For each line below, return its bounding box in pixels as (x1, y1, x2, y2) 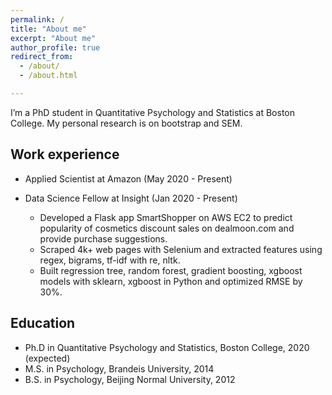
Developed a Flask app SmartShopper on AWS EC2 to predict (39, 211, 293, 223)
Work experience (10, 146, 120, 163)
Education (10, 315, 76, 332)
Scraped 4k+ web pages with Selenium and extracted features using (39, 243, 323, 255)
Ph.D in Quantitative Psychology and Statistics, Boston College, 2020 (24, 341, 310, 353)
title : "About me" (10, 24, 87, 34)
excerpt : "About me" (10, 33, 97, 43)
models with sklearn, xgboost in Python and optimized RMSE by (39, 275, 303, 287)
